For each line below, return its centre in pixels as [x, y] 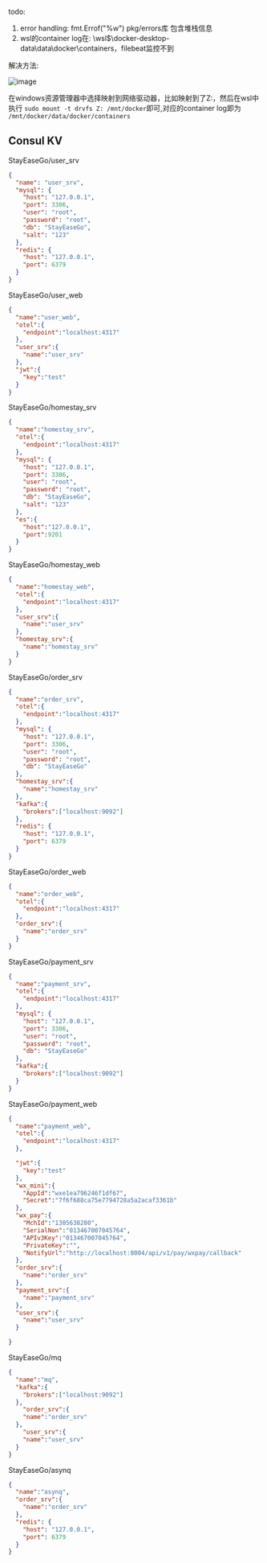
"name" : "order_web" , [50, 894]
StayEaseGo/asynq [40, 1470]
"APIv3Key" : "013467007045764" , [75, 1238]
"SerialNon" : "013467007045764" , [77, 1230]
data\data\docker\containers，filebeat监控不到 [97, 48]
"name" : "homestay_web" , [55, 587]
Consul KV [35, 141]
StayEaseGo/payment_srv [51, 961]
